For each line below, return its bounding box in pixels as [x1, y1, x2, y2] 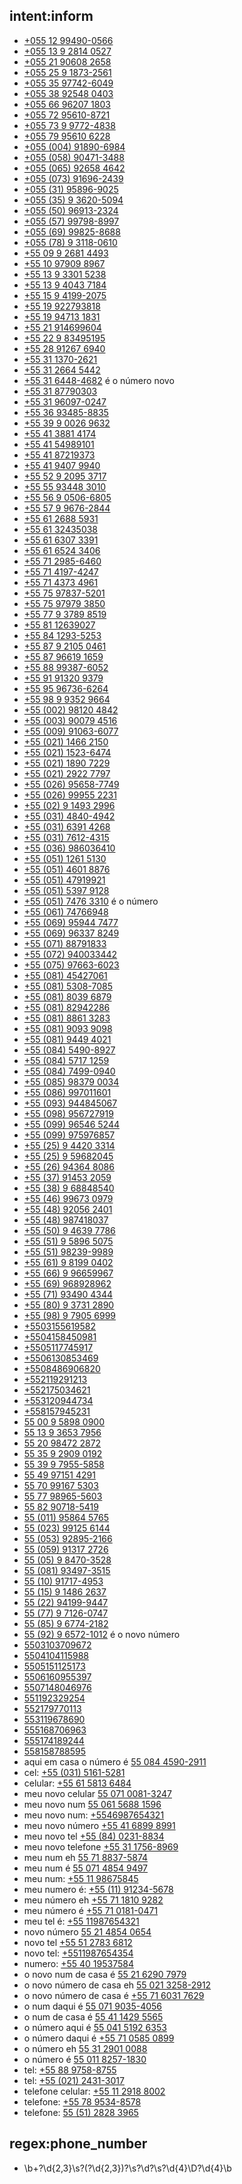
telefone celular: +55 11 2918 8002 [23, 2085, 166, 2097]
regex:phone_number [9, 2135, 148, 2153]
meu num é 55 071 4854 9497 [23, 1862, 149, 1874]
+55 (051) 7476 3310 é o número [23, 895, 159, 907]
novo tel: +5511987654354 [23, 1947, 134, 1959]
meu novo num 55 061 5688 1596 [23, 1798, 162, 1810]
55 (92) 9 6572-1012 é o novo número [23, 1628, 181, 1640]
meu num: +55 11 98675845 [23, 1872, 139, 1884]
